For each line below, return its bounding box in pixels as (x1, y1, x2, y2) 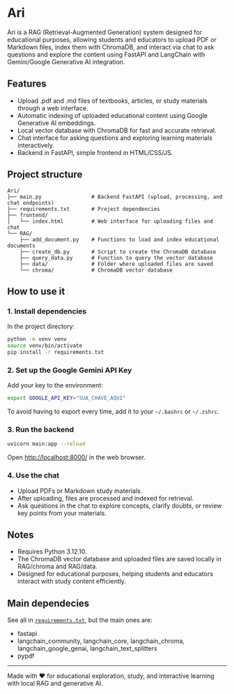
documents (7, 242, 36, 249)
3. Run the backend (7, 424, 75, 434)
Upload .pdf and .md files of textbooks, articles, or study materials (17, 96, 208, 105)
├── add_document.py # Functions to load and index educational (19, 236, 219, 243)
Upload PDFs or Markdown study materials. (17, 487, 143, 495)
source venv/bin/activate (7, 342, 82, 350)
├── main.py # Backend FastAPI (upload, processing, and (7, 193, 223, 200)
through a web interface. (17, 103, 88, 112)
